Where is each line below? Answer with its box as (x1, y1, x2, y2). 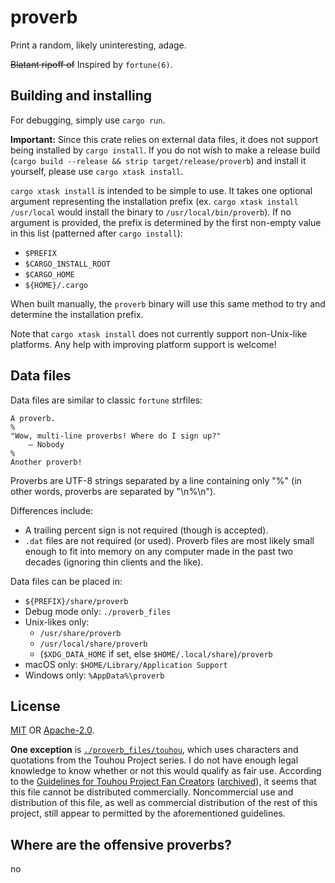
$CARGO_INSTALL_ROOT (24, 259, 111, 269)
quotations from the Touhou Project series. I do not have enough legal (10, 754, 299, 766)
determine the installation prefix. (10, 308, 144, 320)
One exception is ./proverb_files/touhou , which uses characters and (10, 744, 299, 756)
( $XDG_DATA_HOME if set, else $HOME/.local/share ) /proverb (39, 647, 273, 660)
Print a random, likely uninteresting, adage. (10, 39, 187, 51)
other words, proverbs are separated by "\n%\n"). (10, 485, 217, 497)
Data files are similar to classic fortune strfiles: (10, 394, 203, 406)
